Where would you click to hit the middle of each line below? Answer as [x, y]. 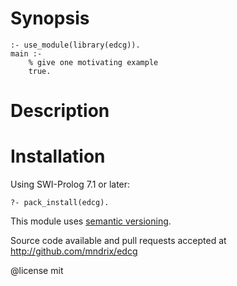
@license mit [37, 271]
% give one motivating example [93, 62]
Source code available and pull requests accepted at [118, 241]
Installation [58, 156]
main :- [26, 53]
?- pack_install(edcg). [60, 203]
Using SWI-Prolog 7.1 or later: [70, 184]
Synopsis [50, 18]
